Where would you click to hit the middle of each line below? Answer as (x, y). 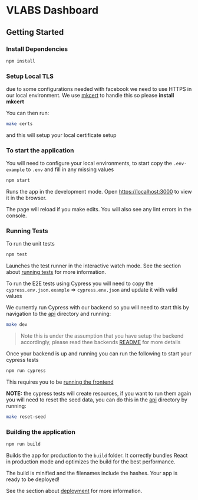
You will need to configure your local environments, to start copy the (89, 164)
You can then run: (28, 113)
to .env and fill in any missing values (70, 169)
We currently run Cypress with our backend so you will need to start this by (98, 308)
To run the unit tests (30, 244)
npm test (17, 254)
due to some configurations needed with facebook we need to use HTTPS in (99, 89)
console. (17, 215)
